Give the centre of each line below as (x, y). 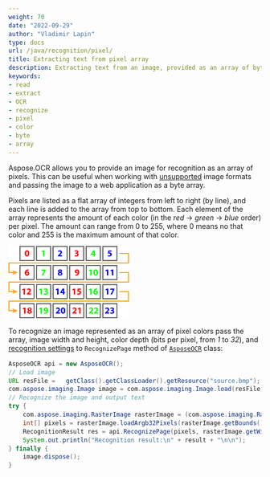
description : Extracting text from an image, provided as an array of (129, 68)
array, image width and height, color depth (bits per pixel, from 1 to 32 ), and (133, 339)
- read (19, 84)
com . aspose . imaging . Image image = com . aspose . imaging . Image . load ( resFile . (136, 389)
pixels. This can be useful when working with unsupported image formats (130, 176)
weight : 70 (27, 17)
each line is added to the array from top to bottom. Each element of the (126, 209)
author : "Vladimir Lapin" (51, 34)
